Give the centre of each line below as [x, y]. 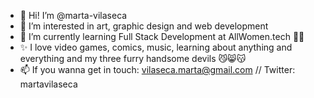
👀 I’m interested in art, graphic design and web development [144, 26]
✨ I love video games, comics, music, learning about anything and [156, 47]
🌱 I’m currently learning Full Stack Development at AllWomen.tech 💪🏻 [162, 36]
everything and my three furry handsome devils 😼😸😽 [133, 58]
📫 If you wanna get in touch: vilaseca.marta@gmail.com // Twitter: [157, 69]
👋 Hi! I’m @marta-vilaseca [73, 15]
